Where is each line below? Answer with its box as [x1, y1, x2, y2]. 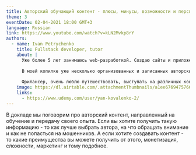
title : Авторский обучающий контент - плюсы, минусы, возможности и [6, 8, 176, 15]
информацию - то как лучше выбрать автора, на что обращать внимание [6, 124, 188, 131]
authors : [6, 36, 27, 41]
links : [16, 90, 33, 96]
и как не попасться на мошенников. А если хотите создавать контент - [6, 129, 184, 137]
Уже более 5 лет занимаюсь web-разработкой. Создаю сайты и [21, 57, 171, 63]
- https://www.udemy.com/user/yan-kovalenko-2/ [21, 95, 140, 101]
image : [16, 84, 33, 90]
